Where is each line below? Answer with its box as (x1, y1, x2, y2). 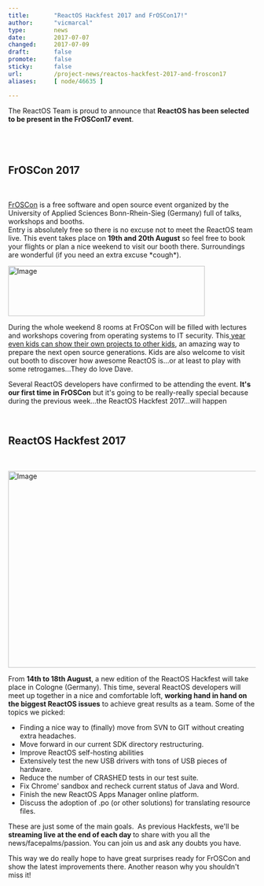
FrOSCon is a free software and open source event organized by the (8, 200, 229, 209)
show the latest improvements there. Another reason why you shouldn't (8, 862, 240, 871)
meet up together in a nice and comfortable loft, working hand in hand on (8, 690, 247, 700)
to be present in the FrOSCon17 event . (8, 114, 134, 124)
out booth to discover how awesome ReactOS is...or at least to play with (8, 356, 241, 365)
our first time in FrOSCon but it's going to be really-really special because (8, 387, 249, 397)
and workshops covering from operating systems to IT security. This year (8, 330, 246, 340)
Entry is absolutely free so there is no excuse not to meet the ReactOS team (8, 225, 253, 234)
